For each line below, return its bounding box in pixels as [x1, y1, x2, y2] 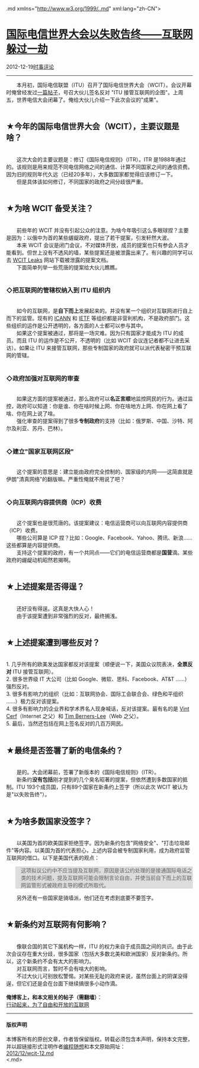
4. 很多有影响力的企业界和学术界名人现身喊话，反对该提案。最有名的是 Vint [6, 705, 190, 713]
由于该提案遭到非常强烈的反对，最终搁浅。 [16, 612, 120, 619]
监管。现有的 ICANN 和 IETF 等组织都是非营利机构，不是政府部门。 [21, 314, 185, 322]
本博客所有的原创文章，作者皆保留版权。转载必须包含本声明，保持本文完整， [6, 1035, 193, 1043]
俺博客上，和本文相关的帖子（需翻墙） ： [6, 993, 102, 1000]
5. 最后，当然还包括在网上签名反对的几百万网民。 [6, 720, 126, 727]
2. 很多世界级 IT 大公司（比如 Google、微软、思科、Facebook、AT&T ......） [6, 676, 190, 683]
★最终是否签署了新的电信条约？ [6, 745, 123, 755]
